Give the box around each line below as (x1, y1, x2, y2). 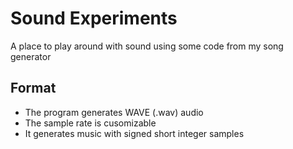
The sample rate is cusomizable (24, 117, 157, 129)
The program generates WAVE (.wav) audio (24, 106, 204, 118)
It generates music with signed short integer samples (24, 127, 245, 139)
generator (10, 50, 52, 62)
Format (10, 80, 57, 97)
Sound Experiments (10, 7, 178, 30)
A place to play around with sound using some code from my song (10, 40, 284, 52)
